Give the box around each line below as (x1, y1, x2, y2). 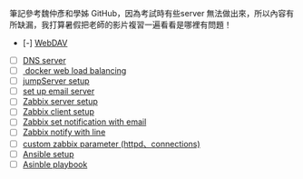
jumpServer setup (22, 75, 90, 86)
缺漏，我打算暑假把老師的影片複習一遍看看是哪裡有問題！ (16, 19, 232, 30)
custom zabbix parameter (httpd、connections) (22, 138, 201, 149)
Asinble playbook (22, 158, 88, 170)
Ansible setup (22, 148, 74, 159)
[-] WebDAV (22, 37, 68, 48)
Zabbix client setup (22, 106, 95, 117)
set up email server (22, 85, 95, 97)
